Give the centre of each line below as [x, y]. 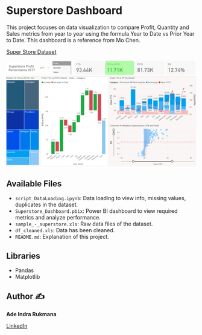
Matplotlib [27, 277]
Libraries [23, 255]
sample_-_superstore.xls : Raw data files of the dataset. [84, 224]
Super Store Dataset [31, 51]
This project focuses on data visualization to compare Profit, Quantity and [98, 27]
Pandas [24, 270]
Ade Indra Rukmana [31, 314]
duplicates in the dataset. [46, 205]
